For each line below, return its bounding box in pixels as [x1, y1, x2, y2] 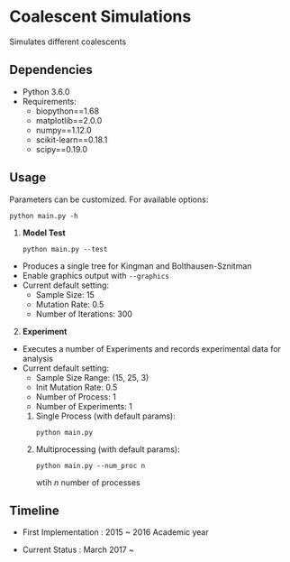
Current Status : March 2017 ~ [22, 544, 135, 556]
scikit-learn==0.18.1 [35, 134, 108, 145]
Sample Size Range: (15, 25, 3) [35, 372, 150, 382]
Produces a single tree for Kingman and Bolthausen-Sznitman [22, 260, 252, 272]
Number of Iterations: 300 [35, 309, 133, 319]
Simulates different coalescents [9, 36, 127, 47]
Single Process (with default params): [35, 410, 176, 421]
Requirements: [22, 96, 77, 106]
